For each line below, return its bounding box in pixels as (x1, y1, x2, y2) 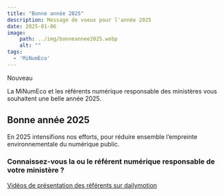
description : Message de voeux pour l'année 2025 (7, 17, 152, 23)
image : (7, 29, 26, 36)
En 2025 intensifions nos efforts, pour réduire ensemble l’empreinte (7, 132, 197, 141)
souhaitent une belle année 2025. (7, 94, 101, 102)
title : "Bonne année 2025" (7, 10, 84, 17)
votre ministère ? (7, 166, 65, 175)
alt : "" (19, 42, 41, 49)
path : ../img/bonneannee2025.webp (19, 36, 118, 43)
